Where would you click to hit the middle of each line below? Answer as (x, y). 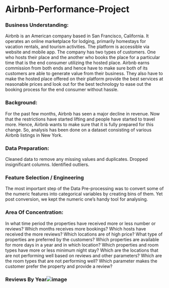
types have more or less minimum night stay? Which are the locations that (82, 250)
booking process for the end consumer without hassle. (62, 90)
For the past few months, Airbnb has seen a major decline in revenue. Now (82, 113)
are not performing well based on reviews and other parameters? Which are (84, 255)
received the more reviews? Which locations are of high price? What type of (84, 234)
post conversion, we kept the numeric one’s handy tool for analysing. (77, 199)
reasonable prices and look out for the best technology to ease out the (78, 84)
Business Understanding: (37, 25)
